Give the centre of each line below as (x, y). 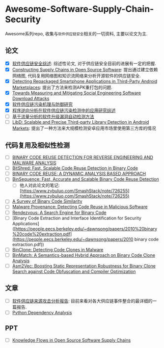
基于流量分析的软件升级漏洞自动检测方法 (53, 117)
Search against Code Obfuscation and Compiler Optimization (74, 271)
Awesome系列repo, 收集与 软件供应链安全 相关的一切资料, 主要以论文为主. (76, 33)
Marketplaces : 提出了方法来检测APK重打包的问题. (62, 87)
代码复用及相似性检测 (37, 145)
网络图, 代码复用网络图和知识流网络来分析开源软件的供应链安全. (76, 76)
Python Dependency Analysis (42, 312)
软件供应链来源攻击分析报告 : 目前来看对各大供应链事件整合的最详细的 (82, 301)
